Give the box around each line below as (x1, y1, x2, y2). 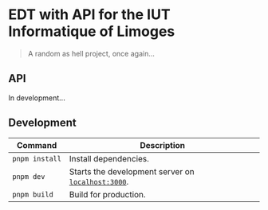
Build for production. (69, 189, 146, 200)
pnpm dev (12, 172, 45, 181)
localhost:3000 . (69, 176, 129, 187)
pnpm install (12, 154, 62, 163)
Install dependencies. (69, 153, 150, 164)
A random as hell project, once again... (27, 49, 156, 58)
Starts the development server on (69, 165, 195, 177)
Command (17, 139, 57, 150)
